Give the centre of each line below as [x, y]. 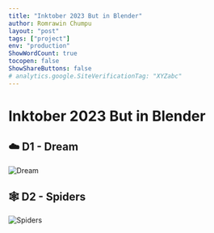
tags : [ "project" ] [39, 38]
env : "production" [39, 46]
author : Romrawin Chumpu [50, 23]
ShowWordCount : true [43, 53]
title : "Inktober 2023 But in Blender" [76, 16]
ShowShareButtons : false [50, 69]
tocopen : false [34, 61]
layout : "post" [34, 31]
